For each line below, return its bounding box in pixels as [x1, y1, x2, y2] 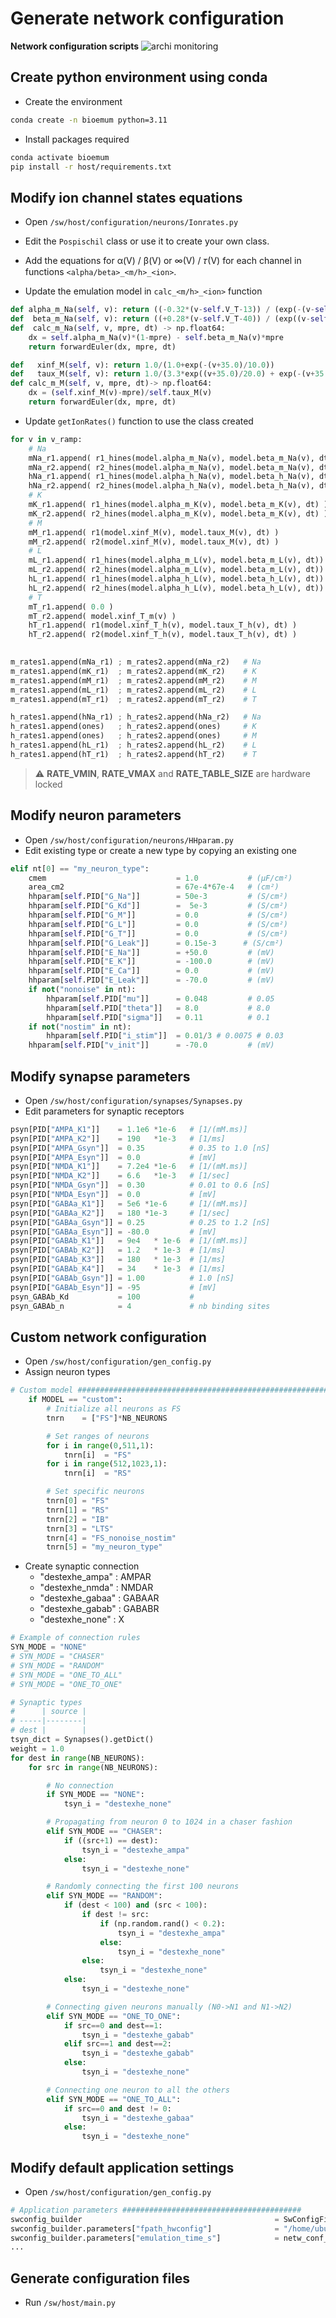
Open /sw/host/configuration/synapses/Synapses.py [24, 1094, 243, 1106]
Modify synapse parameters [10, 1068, 191, 1085]
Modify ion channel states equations [10, 189, 243, 206]
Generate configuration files [10, 2270, 191, 2287]
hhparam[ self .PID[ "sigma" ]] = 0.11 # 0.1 [46, 1012, 271, 1022]
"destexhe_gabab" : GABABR [39, 1603, 160, 1615]
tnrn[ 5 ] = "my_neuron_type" [46, 1542, 163, 1552]
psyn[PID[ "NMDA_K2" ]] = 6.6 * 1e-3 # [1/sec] [10, 1171, 230, 1181]
